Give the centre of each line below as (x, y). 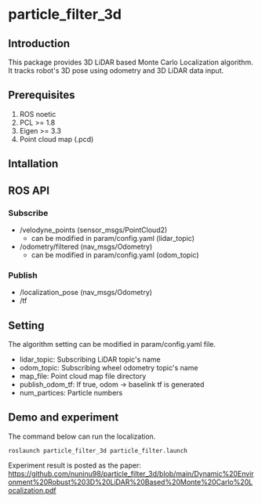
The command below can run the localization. (82, 436)
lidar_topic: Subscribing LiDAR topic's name (90, 359)
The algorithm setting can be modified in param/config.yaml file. (112, 344)
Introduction (39, 44)
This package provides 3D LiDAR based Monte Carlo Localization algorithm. (131, 62)
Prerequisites (42, 95)
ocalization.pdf (32, 490)
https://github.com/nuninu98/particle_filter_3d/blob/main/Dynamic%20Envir (131, 473)
